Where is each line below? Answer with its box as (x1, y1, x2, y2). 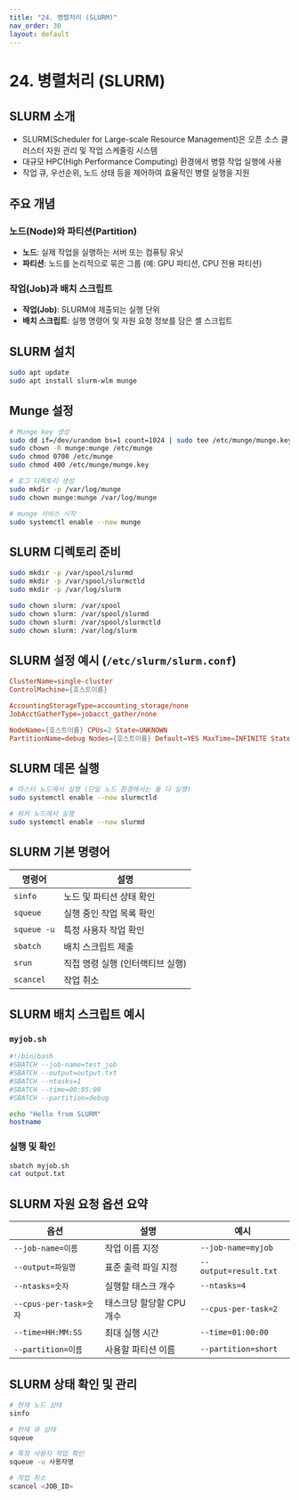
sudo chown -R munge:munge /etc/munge (9, 444, 153, 453)
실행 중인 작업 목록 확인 (63, 907, 156, 920)
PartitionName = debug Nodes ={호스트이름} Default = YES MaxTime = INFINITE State (9, 734, 291, 743)
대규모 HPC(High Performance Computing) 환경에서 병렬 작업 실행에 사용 (21, 157, 283, 167)
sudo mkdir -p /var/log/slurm (9, 585, 122, 595)
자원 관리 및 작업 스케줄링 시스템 (45, 145, 158, 156)
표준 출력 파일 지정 (104, 1261, 178, 1274)
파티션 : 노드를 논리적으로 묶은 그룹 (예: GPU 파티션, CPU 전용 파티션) (21, 258, 263, 269)
